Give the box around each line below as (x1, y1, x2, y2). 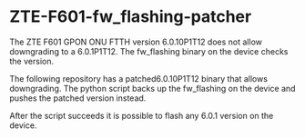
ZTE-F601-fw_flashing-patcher (9, 6, 252, 27)
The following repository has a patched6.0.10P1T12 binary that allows (9, 73, 269, 84)
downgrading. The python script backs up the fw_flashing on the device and (9, 83, 296, 94)
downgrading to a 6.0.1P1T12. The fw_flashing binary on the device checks (9, 45, 289, 56)
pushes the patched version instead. (9, 93, 147, 103)
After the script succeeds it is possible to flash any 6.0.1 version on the (9, 110, 274, 121)
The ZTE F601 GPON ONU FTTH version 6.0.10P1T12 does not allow (9, 36, 262, 47)
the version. (9, 55, 55, 66)
